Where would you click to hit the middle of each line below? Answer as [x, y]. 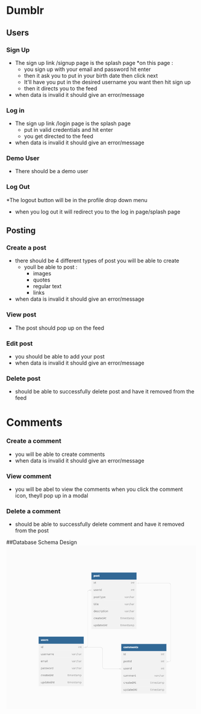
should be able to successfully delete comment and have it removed [100, 525]
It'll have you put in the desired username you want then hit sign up [107, 82]
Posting [21, 231]
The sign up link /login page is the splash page [73, 123]
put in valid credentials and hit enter [68, 130]
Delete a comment [33, 511]
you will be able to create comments [60, 454]
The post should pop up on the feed [59, 328]
